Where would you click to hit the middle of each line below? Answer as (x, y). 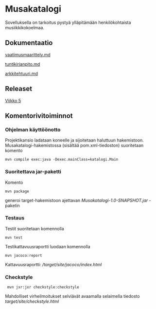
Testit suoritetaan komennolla (35, 228)
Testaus (15, 218)
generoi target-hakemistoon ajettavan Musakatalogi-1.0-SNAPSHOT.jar (77, 200)
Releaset (19, 89)
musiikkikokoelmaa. (25, 27)
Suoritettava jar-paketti (33, 172)
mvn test (14, 237)
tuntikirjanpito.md (23, 64)
